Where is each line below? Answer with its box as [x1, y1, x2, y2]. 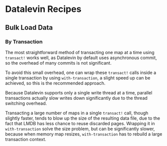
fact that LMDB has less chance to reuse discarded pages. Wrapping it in [5, 120, 155, 126]
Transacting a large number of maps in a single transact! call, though [5, 110, 149, 116]
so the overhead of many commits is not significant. [5, 60, 112, 66]
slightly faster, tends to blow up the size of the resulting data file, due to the [5, 115, 161, 121]
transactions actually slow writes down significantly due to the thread [5, 95, 148, 101]
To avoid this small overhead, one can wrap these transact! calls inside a [5, 70, 157, 75]
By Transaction [5, 38, 43, 45]
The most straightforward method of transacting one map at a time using [5, 49, 155, 55]
